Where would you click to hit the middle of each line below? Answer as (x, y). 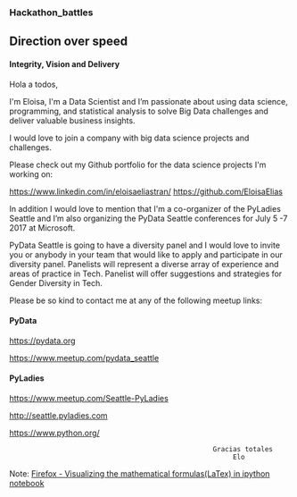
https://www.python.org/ (54, 433)
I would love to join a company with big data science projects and (129, 138)
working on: (31, 174)
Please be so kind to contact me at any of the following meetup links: (136, 300)
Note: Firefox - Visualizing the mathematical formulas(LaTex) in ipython (140, 473)
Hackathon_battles (51, 13)
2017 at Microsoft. (42, 227)
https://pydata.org (42, 341)
